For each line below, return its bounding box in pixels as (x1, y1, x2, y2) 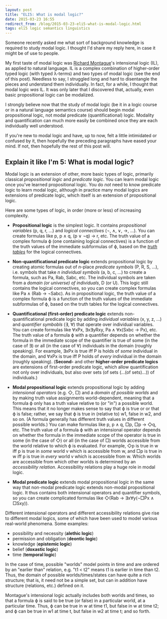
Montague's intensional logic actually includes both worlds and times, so (5, 592, 155, 598)
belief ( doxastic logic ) (12, 546, 58, 552)
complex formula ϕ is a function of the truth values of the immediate (12, 296, 153, 302)
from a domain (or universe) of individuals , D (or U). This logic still (12, 280, 149, 286)
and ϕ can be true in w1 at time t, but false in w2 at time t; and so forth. (5, 608, 151, 614)
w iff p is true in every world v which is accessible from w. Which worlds (12, 453, 161, 459)
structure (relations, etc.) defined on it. (5, 582, 85, 588)
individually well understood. (5, 123, 64, 129)
